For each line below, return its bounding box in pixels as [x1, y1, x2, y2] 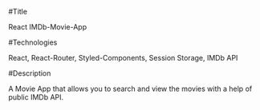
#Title [8, 7, 28, 16]
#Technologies [8, 37, 58, 47]
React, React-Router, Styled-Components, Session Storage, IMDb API [8, 53, 238, 62]
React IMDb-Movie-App [8, 22, 87, 31]
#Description [8, 69, 51, 78]
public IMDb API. [8, 92, 64, 102]
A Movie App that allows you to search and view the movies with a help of [8, 84, 253, 93]
